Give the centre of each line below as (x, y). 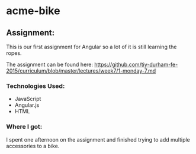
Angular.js (27, 105)
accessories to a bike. (33, 146)
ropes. (14, 53)
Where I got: (24, 127)
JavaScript (28, 99)
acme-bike (33, 11)
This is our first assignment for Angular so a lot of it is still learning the (91, 47)
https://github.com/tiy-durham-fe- (136, 64)
